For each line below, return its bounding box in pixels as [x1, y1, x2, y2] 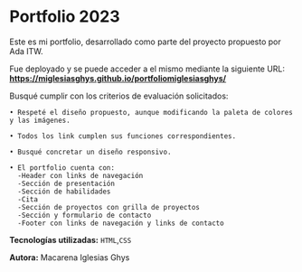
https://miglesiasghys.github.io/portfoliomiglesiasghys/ [9, 72, 227, 83]
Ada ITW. [9, 45, 43, 56]
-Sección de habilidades [17, 187, 111, 196]
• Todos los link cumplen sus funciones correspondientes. [9, 131, 237, 141]
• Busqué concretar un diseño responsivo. [9, 147, 172, 156]
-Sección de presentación [17, 179, 116, 188]
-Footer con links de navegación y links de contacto [17, 219, 224, 228]
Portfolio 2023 [9, 6, 120, 27]
